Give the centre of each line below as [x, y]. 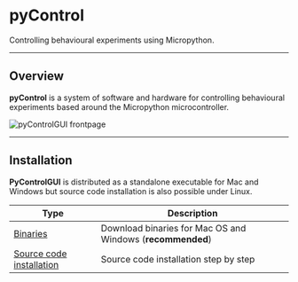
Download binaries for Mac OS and [173, 228]
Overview [37, 76]
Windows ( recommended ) [157, 239]
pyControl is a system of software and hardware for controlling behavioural [147, 98]
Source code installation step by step [178, 259]
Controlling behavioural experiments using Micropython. [112, 40]
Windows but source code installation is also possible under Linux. [131, 191]
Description [192, 213]
